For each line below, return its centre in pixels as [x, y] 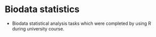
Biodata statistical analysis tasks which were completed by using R [82, 23]
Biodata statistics [42, 9]
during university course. [38, 28]
